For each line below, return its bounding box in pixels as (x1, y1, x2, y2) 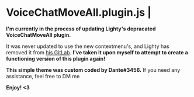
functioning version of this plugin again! (6, 55, 106, 62)
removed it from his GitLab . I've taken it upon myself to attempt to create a (6, 49, 188, 56)
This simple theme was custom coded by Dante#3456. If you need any (6, 66, 181, 73)
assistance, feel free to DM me (6, 72, 80, 79)
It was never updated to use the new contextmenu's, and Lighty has (6, 43, 169, 50)
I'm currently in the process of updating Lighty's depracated (6, 25, 156, 32)
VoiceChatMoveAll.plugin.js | (6, 6, 152, 19)
